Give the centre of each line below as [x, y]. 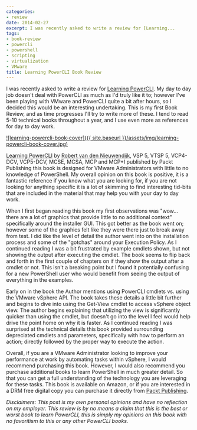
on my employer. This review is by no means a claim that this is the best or [97, 409]
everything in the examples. [40, 280]
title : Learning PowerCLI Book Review [54, 72]
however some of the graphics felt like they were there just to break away [95, 230]
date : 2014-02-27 [27, 22]
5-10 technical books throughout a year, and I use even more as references [97, 120]
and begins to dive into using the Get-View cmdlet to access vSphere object [98, 304]
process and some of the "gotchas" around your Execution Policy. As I [91, 242]
